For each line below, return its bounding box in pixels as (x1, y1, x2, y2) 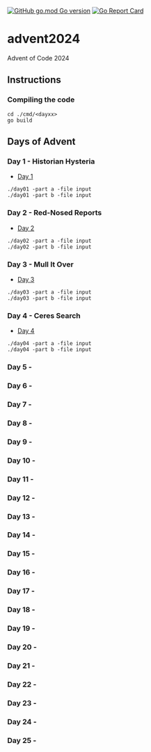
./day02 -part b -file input (7, 243, 92, 250)
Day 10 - (7, 456, 36, 465)
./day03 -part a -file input (7, 289, 92, 296)
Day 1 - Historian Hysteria (7, 157, 95, 166)
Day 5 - (7, 362, 33, 372)
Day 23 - (7, 698, 37, 707)
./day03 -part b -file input (7, 294, 92, 302)
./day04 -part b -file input (7, 346, 92, 353)
